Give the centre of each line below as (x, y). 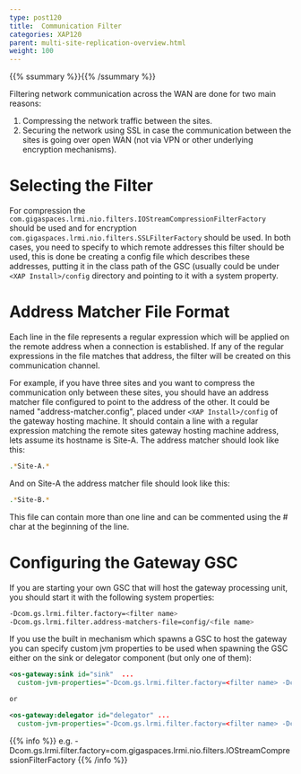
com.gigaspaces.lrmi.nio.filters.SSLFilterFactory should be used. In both (150, 238)
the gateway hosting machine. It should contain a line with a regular (134, 421)
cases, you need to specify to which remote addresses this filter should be (147, 247)
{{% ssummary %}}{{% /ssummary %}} (83, 76)
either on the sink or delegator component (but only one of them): (131, 658)
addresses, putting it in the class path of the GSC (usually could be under (144, 267)
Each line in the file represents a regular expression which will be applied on (149, 337)
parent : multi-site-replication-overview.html (98, 43)
